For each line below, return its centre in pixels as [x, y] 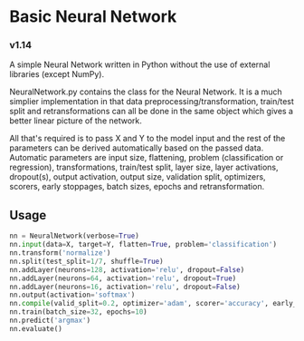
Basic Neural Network [93, 17]
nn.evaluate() [36, 328]
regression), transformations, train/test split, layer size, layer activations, [144, 167]
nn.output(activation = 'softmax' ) [72, 295]
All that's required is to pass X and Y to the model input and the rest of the [147, 139]
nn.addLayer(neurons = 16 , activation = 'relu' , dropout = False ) [125, 287]
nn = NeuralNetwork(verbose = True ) [75, 236]
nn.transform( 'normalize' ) [60, 253]
